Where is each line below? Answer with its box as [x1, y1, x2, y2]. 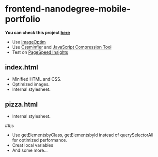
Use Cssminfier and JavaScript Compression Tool [12, 44, 111, 50]
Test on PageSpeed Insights [12, 49, 68, 55]
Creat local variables [12, 142, 53, 148]
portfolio [5, 14, 41, 25]
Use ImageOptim [12, 39, 46, 44]
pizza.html [5, 100, 38, 109]
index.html [5, 63, 38, 71]
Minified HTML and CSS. [12, 76, 62, 82]
